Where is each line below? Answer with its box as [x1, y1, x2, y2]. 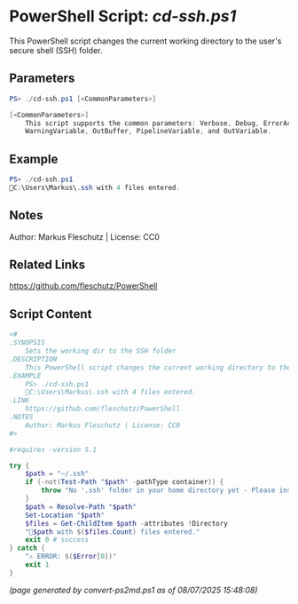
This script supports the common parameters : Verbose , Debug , [25, 118, 260, 128]
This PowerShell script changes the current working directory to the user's [9, 36, 282, 46]
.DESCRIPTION [9, 354, 58, 363]
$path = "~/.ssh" [25, 469, 90, 479]
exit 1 [25, 560, 50, 569]
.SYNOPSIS [9, 338, 46, 347]
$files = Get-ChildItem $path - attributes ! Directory [25, 519, 228, 528]
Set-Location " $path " [25, 511, 105, 520]
